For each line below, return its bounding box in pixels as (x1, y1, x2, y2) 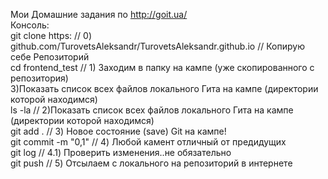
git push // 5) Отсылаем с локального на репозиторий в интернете (10, 157, 293, 169)
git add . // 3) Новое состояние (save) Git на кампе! (10, 125, 227, 137)
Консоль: (10, 19, 50, 31)
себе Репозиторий (10, 51, 90, 63)
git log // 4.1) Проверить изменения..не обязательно (10, 147, 232, 158)
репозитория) (10, 72, 69, 84)
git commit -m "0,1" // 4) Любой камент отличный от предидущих (10, 136, 287, 148)
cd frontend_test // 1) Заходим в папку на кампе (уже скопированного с (10, 62, 315, 73)
